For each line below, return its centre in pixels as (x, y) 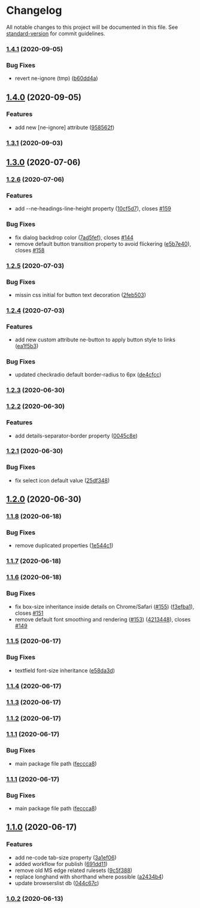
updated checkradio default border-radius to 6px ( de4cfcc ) (88, 375)
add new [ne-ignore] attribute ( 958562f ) (65, 127)
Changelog (34, 11)
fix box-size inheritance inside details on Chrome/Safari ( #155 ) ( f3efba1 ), (104, 606)
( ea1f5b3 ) (27, 346)
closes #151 (29, 613)
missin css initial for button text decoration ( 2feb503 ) (81, 294)
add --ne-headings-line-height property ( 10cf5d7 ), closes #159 (93, 209)
